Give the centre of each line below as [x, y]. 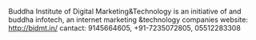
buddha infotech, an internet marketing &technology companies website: [128, 20]
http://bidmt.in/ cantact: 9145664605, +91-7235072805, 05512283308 [125, 28]
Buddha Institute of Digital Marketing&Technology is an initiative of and [125, 11]
